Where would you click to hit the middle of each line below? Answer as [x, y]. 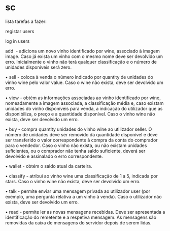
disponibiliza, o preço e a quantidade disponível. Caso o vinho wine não [80, 114]
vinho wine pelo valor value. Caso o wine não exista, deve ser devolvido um [84, 82]
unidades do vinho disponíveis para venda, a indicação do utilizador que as [84, 108]
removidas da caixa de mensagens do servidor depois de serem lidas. [78, 222]
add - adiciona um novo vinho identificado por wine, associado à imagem [82, 51]
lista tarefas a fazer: [26, 21]
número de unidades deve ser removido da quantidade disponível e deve [81, 134]
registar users [20, 31]
